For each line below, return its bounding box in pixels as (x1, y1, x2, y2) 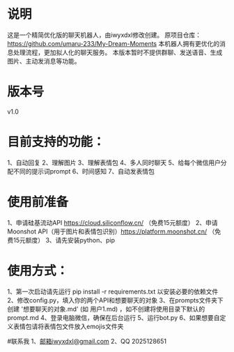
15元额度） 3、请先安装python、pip (13, 236, 116, 244)
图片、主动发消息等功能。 (7, 56, 81, 65)
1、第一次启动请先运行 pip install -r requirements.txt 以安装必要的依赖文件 (7, 287, 219, 296)
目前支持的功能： (7, 134, 106, 150)
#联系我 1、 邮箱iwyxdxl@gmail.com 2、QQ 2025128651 (7, 337, 167, 345)
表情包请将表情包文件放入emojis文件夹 (13, 322, 124, 330)
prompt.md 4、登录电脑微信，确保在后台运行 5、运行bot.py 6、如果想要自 (7, 313, 220, 321)
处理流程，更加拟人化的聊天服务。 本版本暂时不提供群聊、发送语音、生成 (13, 48, 223, 56)
